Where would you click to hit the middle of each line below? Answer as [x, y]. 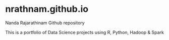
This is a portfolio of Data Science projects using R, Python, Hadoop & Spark [84, 32]
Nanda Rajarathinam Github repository [45, 23]
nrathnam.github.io [47, 9]
